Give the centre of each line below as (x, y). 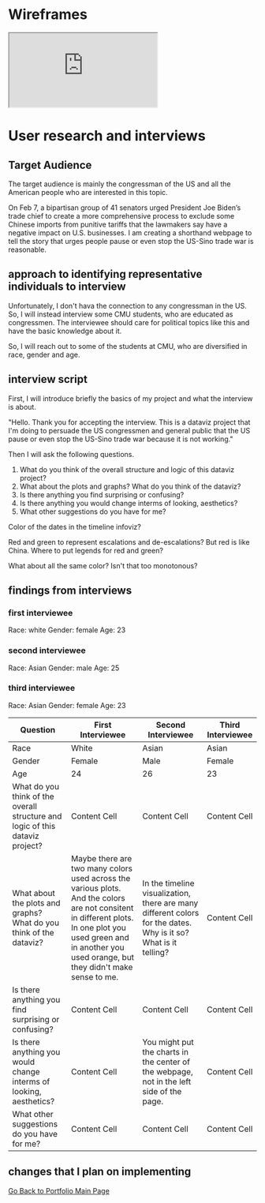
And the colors (98, 898)
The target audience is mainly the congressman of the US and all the (119, 184)
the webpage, (168, 1071)
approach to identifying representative (105, 274)
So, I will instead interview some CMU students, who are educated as (121, 314)
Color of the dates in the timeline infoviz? (75, 527)
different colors (171, 913)
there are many (170, 903)
